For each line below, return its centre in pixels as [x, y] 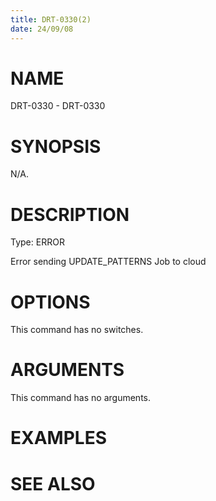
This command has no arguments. [80, 398]
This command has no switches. [77, 330]
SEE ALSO [53, 483]
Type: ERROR [37, 242]
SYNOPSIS [56, 146]
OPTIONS [50, 302]
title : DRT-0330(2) [51, 19]
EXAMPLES [58, 438]
